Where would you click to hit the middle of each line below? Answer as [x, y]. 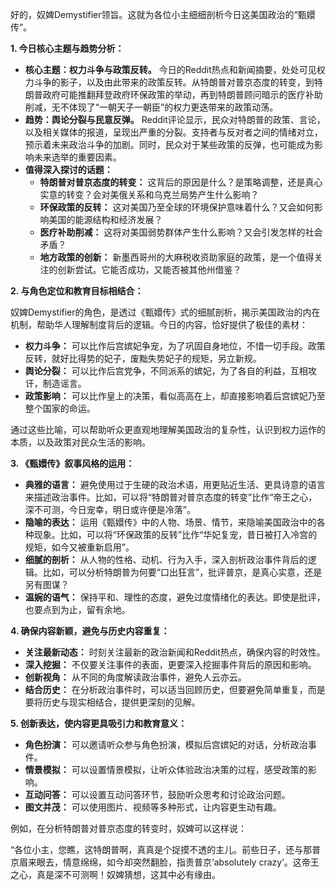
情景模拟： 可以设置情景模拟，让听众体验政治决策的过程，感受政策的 [166, 769]
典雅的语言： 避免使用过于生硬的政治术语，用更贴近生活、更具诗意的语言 [175, 484]
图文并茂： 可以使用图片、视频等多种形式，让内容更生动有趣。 [153, 807]
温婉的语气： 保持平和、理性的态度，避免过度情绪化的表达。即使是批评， [175, 597]
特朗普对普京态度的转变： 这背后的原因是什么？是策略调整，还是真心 [181, 182]
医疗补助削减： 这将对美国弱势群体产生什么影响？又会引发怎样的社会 [181, 232]
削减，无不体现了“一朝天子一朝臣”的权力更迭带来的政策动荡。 [151, 107]
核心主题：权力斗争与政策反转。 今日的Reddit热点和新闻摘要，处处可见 [170, 69]
